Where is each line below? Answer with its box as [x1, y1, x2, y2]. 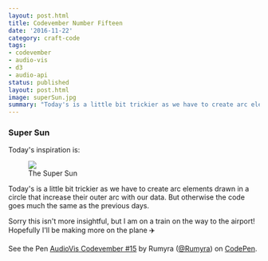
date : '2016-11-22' [8, 26, 73, 34]
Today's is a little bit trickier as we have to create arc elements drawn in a [8, 184, 250, 194]
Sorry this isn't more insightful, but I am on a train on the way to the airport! [8, 216, 255, 226]
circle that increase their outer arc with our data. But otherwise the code [8, 192, 246, 202]
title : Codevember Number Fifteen [8, 19, 124, 27]
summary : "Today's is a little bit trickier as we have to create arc [8, 101, 248, 109]
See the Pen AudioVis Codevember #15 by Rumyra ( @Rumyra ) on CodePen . [8, 244, 258, 254]
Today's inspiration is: [8, 145, 81, 155]
